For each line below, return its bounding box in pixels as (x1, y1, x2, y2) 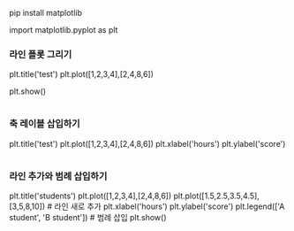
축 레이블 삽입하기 (9, 118, 81, 130)
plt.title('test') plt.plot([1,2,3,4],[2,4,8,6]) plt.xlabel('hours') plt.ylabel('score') (9, 138, 286, 149)
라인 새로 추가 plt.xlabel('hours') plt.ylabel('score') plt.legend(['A (54, 201, 285, 212)
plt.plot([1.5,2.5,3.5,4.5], (173, 190, 260, 201)
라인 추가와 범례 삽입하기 (9, 170, 108, 182)
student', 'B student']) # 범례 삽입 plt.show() (9, 212, 167, 222)
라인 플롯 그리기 (9, 48, 72, 60)
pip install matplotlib (9, 8, 82, 18)
